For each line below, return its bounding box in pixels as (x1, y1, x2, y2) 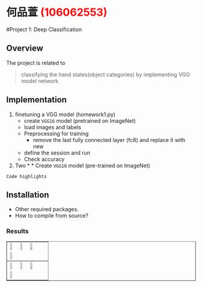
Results (6, 227, 29, 235)
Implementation (6, 94, 67, 105)
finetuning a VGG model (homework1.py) (14, 111, 116, 118)
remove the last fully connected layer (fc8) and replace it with (32, 136, 186, 143)
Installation (6, 190, 49, 200)
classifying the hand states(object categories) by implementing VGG (20, 70, 191, 78)
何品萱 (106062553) (6, 5, 108, 19)
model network (20, 77, 59, 84)
